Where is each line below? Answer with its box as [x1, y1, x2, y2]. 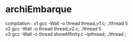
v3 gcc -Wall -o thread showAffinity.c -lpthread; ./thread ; [5, 31, 126, 37]
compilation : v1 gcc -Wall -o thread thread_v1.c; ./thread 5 [5, 20, 128, 26]
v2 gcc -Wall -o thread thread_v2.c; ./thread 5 [5, 25, 102, 31]
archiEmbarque [5, 4, 72, 15]
